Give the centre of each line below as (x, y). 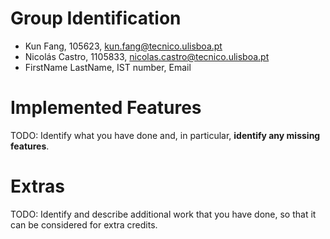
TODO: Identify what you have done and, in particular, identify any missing (165, 135)
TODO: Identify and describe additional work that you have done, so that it (163, 214)
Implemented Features (106, 108)
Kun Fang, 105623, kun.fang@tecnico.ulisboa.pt (123, 46)
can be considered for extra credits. (84, 224)
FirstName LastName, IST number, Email (108, 67)
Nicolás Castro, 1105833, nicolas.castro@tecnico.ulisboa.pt (147, 56)
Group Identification (96, 18)
